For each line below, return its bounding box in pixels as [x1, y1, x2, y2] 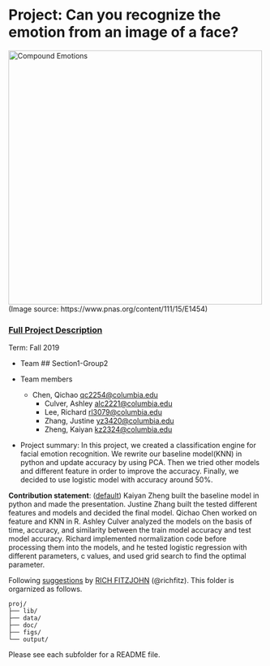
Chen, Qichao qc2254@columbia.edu [32, 390, 158, 400]
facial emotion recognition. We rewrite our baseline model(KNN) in [19, 449, 242, 459]
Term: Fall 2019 [8, 343, 60, 353]
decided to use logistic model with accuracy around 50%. [19, 475, 213, 485]
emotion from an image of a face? [8, 23, 239, 41]
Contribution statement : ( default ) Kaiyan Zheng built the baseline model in [8, 490, 259, 501]
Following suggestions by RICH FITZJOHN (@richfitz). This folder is [8, 576, 234, 585]
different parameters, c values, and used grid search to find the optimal [8, 551, 246, 561]
